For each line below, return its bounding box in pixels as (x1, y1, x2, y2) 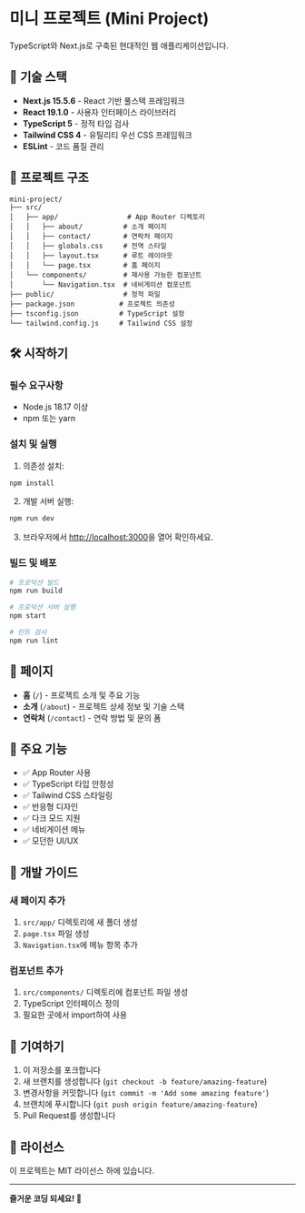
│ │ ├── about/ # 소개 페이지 (9, 222, 167, 231)
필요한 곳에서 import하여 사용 (22, 1009, 128, 1020)
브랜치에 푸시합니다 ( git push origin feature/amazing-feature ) (22, 1098, 259, 1110)
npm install (9, 479, 54, 488)
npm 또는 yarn (22, 413, 75, 424)
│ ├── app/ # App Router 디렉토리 (9, 212, 206, 221)
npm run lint (9, 636, 59, 645)
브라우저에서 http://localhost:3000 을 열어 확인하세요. (22, 531, 214, 542)
